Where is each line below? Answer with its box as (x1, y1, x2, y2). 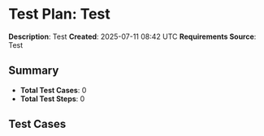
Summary (8, 64, 59, 78)
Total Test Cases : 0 (19, 85, 87, 95)
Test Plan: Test (8, 5, 111, 23)
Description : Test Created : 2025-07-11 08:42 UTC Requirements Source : (8, 32, 257, 41)
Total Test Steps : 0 (19, 94, 85, 104)
